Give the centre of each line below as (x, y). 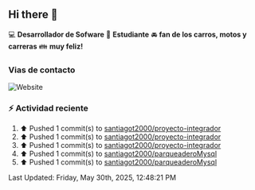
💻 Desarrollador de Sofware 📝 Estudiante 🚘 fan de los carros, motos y (127, 34)
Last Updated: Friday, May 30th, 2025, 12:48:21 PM (92, 178)
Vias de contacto (42, 70)
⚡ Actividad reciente (49, 108)
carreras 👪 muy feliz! (46, 46)
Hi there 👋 (33, 15)
